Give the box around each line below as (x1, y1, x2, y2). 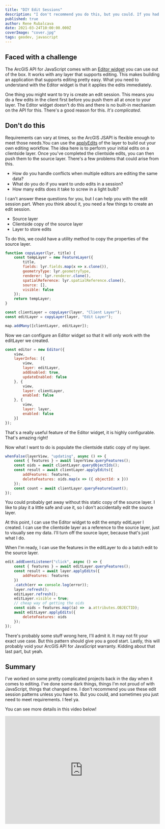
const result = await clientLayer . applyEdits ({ (14, 467, 113, 473)
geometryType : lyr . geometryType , (23, 269, 91, 274)
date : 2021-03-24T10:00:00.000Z (5, 26, 71, 31)
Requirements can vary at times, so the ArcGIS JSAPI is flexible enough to (5, 134, 155, 141)
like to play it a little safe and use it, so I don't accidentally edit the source (5, 504, 153, 511)
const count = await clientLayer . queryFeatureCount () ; (14, 486, 129, 491)
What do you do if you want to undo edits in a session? (12, 181, 124, 187)
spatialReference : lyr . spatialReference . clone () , (23, 278, 126, 283)
